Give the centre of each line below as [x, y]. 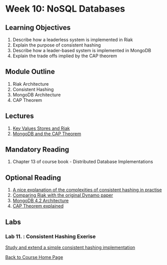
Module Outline [30, 72]
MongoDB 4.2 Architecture [41, 201]
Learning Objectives [38, 28]
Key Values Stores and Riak [41, 128]
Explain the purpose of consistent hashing [57, 45]
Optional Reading [33, 178]
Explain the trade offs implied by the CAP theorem [65, 56]
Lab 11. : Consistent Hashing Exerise [51, 236]
